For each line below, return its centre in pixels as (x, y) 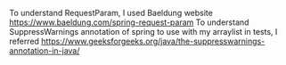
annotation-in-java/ (45, 51)
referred (25, 41)
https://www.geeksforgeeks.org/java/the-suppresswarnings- (153, 41)
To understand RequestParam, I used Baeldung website (111, 13)
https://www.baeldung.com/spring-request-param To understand (129, 22)
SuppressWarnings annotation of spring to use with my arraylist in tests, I (143, 32)
